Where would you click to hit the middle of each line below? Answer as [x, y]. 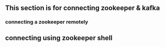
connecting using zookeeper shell [59, 38]
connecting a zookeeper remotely [47, 22]
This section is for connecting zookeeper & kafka [82, 8]
